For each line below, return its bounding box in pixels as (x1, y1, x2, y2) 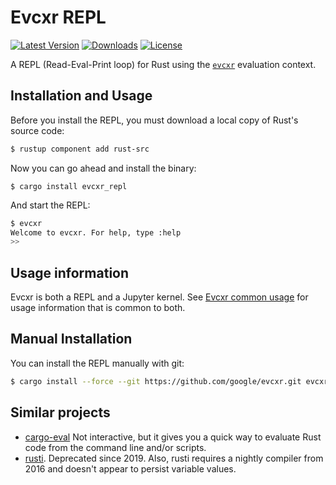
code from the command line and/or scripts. (24, 441, 207, 453)
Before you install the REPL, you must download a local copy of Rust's (10, 114, 299, 126)
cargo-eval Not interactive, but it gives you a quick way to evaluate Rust (24, 431, 322, 443)
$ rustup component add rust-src (10, 144, 150, 154)
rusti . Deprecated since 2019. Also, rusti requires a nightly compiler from (24, 452, 324, 464)
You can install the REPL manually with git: (10, 357, 185, 369)
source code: (10, 124, 65, 136)
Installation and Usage (10, 87, 153, 105)
